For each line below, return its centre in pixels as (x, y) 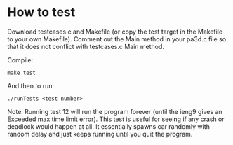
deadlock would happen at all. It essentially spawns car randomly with (109, 126)
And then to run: (31, 85)
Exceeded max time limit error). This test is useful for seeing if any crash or (116, 119)
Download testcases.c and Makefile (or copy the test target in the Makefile (115, 32)
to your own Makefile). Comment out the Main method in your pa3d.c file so (117, 39)
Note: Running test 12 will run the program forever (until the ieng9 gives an (115, 111)
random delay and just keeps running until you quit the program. (100, 134)
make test (22, 73)
